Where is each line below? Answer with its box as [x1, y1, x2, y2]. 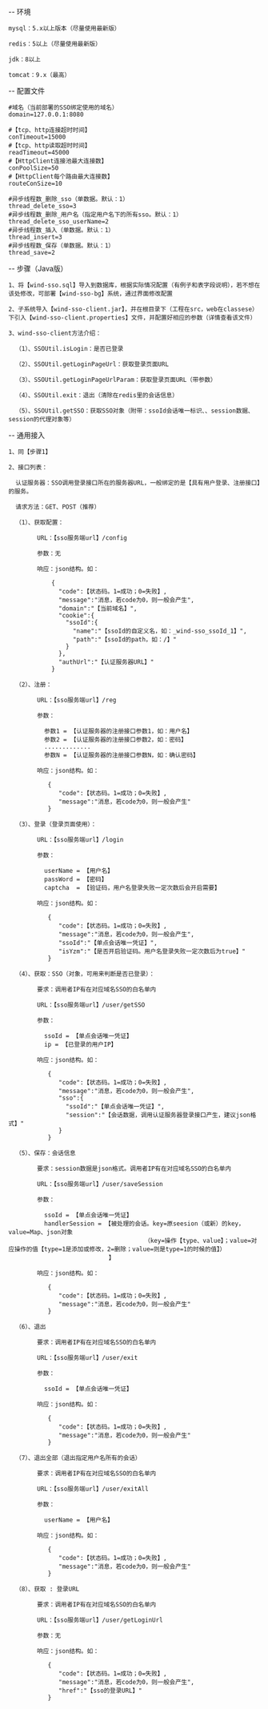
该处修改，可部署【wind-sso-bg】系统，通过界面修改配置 [8, 290, 174, 298]
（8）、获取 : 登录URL [15, 1585, 80, 1593]
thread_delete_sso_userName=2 [8, 218, 110, 226]
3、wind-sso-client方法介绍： [8, 329, 102, 337]
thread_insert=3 [8, 233, 62, 241]
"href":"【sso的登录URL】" [58, 1687, 142, 1695]
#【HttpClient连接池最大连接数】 [8, 157, 108, 165]
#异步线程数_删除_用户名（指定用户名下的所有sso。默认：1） [8, 211, 182, 219]
